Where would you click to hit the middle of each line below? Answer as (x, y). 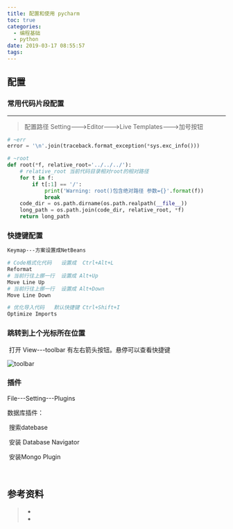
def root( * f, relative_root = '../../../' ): (69, 165)
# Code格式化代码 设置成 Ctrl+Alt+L (61, 263)
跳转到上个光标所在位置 (46, 333)
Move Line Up (26, 282)
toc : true (21, 20)
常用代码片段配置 (36, 103)
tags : (15, 53)
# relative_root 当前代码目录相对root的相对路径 (84, 172)
